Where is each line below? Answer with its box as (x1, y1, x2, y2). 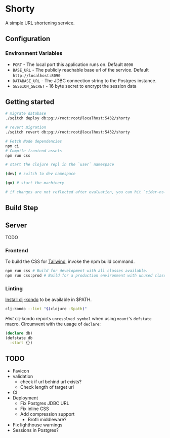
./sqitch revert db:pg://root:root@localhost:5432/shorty (5, 130, 130, 135)
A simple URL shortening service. (5, 20, 75, 26)
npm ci (5, 143, 19, 149)
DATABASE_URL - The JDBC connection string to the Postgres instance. (12, 77, 157, 84)
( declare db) (5, 331, 33, 336)
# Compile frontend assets (5, 148, 62, 153)
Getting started (5, 97, 55, 107)
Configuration (5, 35, 51, 43)
